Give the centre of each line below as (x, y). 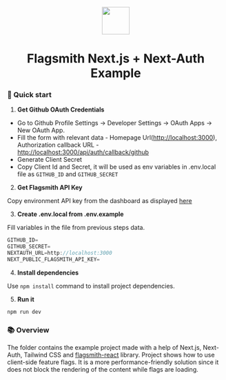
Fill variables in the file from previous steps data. (76, 228)
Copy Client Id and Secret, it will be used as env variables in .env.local (116, 167)
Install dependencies (48, 273)
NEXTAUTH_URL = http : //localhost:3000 (60, 253)
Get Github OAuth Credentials (61, 109)
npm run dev (24, 312)
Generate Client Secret (50, 160)
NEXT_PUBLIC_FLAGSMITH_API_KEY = (53, 260)
